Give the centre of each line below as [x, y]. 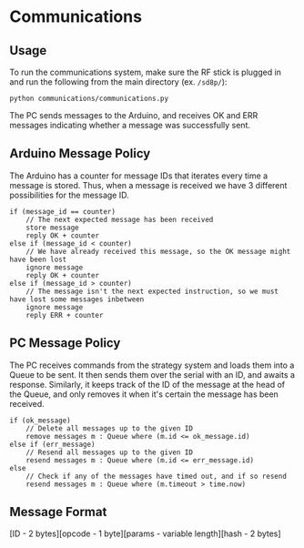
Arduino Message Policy [80, 153]
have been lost [38, 259]
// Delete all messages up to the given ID [110, 428]
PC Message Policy [65, 343]
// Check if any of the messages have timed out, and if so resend [156, 476]
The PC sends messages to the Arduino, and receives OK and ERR [134, 115]
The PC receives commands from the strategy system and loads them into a [152, 365]
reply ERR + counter [65, 315]
